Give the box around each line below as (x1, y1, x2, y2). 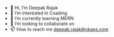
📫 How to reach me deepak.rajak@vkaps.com (10, 26, 109, 32)
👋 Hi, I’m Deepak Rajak (10, 5, 58, 10)
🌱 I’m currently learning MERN (10, 15, 74, 21)
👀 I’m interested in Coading (10, 10, 67, 16)
